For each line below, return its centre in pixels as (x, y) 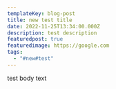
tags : (15, 52)
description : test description (52, 33)
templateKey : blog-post (41, 13)
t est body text (27, 78)
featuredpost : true (35, 39)
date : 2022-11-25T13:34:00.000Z (54, 26)
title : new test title (40, 20)
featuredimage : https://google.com (58, 46)
